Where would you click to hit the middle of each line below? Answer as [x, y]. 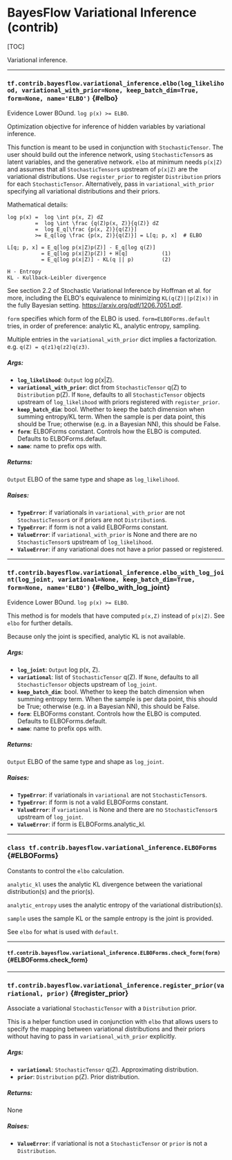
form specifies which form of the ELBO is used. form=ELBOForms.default [109, 318]
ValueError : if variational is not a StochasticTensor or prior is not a [112, 1143]
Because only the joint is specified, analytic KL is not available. [96, 636]
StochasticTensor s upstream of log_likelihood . [85, 542]
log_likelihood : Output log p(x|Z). [66, 380]
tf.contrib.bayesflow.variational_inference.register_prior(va [116, 985]
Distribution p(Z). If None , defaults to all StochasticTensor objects [111, 394]
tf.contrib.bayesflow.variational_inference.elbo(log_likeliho [116, 83]
